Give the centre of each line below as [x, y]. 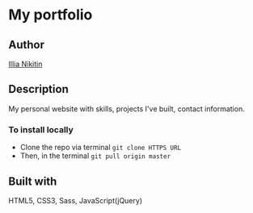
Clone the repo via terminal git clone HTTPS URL [101, 148]
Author [26, 45]
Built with [33, 181]
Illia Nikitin [25, 64]
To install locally [41, 129]
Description [38, 89]
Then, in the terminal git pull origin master [95, 156]
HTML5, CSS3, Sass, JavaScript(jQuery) [76, 200]
